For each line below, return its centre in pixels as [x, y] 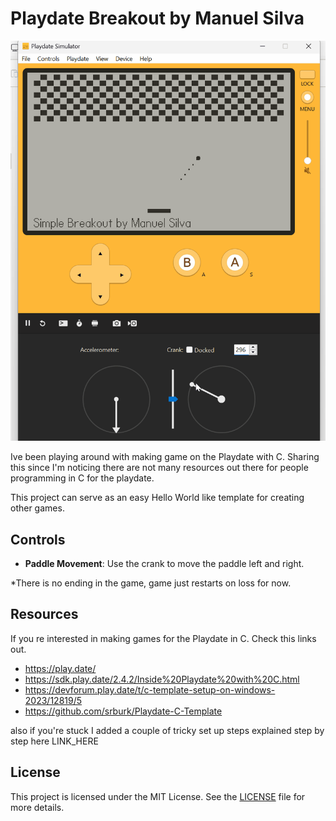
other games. [37, 508]
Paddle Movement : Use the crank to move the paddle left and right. [164, 564]
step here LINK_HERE [54, 741]
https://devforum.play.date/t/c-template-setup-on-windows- [150, 689]
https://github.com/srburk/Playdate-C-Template [123, 711]
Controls [38, 539]
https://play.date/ [60, 668]
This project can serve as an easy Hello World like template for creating [157, 498]
